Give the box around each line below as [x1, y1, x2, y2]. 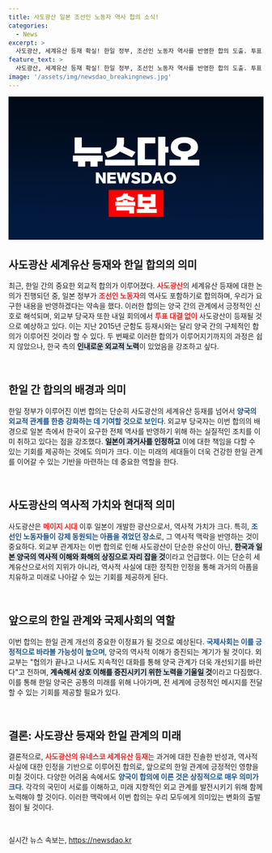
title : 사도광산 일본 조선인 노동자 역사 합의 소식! [8, 13, 159, 21]
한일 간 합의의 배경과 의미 [8, 383, 127, 397]
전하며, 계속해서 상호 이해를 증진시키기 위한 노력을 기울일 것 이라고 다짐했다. [27, 667, 262, 677]
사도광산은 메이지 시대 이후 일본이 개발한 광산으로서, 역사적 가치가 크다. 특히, [8, 521, 249, 531]
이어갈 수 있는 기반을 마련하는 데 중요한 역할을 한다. [16, 456, 179, 466]
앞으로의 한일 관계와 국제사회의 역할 [8, 613, 176, 627]
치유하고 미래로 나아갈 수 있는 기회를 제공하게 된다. [8, 571, 168, 582]
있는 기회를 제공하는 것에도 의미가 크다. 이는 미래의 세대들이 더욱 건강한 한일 [8, 446, 249, 456]
